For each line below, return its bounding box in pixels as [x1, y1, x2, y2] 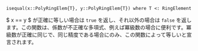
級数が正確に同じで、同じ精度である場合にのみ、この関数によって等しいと [6, 31, 187, 38]
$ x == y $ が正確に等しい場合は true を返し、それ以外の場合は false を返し [6, 16, 192, 23]
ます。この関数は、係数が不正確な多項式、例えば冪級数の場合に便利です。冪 [6, 24, 192, 30]
